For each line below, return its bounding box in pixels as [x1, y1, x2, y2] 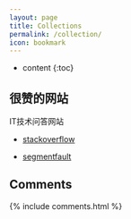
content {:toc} [22, 63, 74, 73]
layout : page [9, 13, 58, 22]
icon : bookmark [9, 38, 66, 47]
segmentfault [22, 151, 72, 162]
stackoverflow [22, 134, 75, 145]
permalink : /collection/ [9, 29, 102, 38]
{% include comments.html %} [9, 200, 123, 211]
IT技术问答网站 [9, 116, 65, 127]
